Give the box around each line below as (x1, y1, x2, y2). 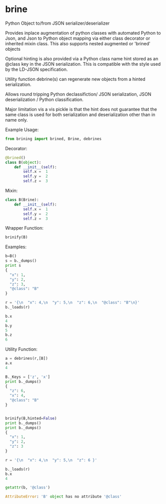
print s (5, 263, 21, 268)
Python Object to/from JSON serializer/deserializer (5, 20, 110, 26)
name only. (5, 117, 28, 123)
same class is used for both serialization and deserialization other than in (5, 112, 155, 118)
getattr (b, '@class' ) (5, 485, 50, 490)
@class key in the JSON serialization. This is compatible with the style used (5, 61, 161, 67)
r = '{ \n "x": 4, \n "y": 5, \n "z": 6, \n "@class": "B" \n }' (5, 300, 140, 305)
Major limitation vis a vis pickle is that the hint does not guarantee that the (5, 106, 157, 112)
